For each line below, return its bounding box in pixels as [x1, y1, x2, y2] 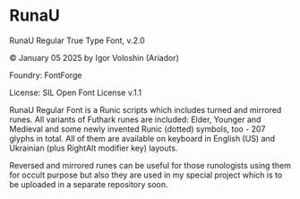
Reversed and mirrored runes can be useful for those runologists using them [9, 160, 291, 170]
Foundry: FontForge [9, 69, 82, 81]
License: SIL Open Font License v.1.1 [9, 87, 141, 98]
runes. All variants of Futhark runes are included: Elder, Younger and [9, 114, 261, 125]
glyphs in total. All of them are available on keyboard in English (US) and [9, 133, 276, 143]
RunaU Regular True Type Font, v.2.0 [9, 35, 145, 46]
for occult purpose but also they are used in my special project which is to [9, 169, 283, 180]
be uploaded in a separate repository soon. [9, 178, 168, 189]
